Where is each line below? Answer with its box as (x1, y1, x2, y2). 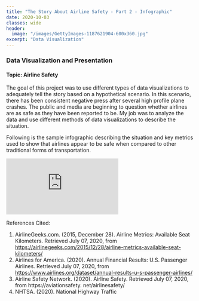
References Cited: (6, 219, 51, 227)
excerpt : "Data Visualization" (6, 36, 84, 42)
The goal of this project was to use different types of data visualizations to (6, 84, 189, 91)
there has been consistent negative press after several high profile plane (6, 97, 185, 105)
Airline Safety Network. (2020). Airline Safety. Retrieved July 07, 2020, (14, 275, 189, 282)
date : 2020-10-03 (6, 14, 50, 20)
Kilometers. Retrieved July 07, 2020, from (14, 237, 118, 245)
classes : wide (6, 20, 42, 26)
